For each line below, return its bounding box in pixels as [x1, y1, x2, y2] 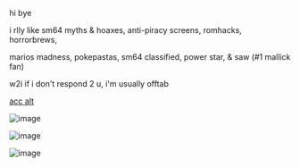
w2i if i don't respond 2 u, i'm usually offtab [9, 79, 170, 88]
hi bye [9, 8, 32, 18]
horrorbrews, [9, 35, 58, 45]
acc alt [9, 96, 34, 106]
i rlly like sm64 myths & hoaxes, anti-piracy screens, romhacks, [9, 25, 243, 35]
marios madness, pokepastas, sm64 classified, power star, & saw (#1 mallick [9, 52, 291, 62]
